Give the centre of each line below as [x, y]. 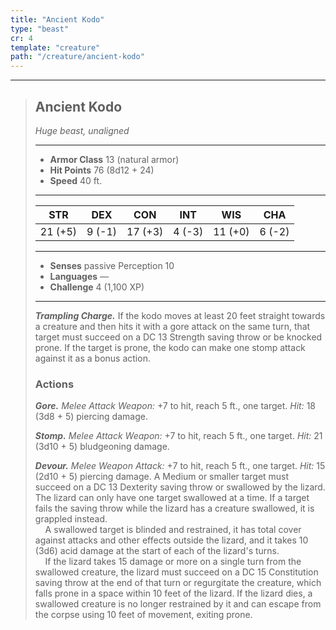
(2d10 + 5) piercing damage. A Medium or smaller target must [162, 477]
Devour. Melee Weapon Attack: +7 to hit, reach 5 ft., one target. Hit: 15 [180, 466]
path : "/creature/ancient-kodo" [77, 57]
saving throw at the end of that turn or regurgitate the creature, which [178, 583]
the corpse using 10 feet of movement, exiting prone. [143, 615]
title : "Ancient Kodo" [57, 19]
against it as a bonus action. [92, 358]
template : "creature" [55, 47]
